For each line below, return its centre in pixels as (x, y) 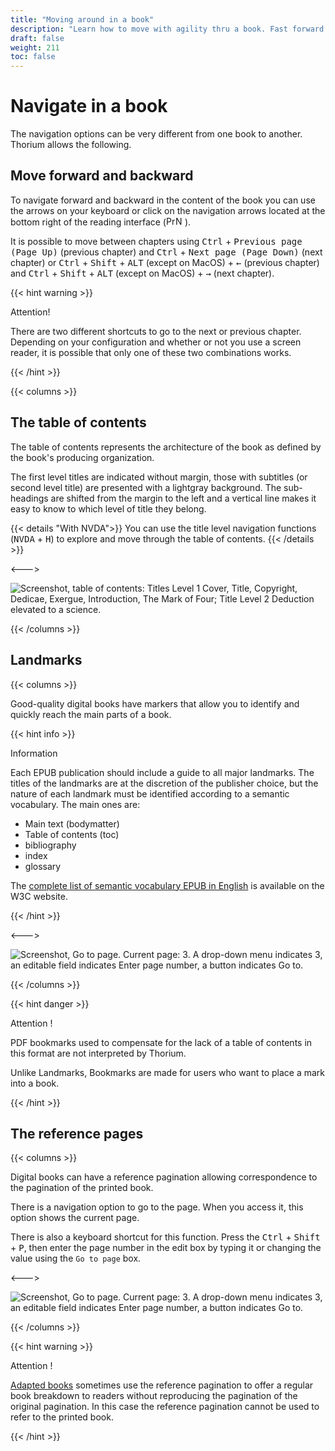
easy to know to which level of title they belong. (108, 508)
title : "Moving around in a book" (82, 19)
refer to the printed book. (62, 1417)
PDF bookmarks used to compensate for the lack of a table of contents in (161, 1042)
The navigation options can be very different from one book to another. (156, 134)
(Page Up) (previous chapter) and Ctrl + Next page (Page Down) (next (166, 252)
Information (34, 753)
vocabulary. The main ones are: (75, 804)
